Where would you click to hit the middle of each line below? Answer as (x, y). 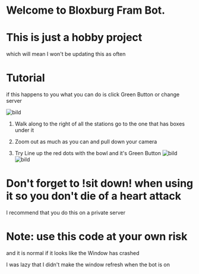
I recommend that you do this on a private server (66, 212)
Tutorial (26, 78)
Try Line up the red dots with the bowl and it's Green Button (88, 153)
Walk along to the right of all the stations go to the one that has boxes (100, 124)
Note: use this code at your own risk (97, 237)
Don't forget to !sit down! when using (100, 183)
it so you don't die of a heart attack (94, 196)
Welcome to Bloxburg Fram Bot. (86, 10)
